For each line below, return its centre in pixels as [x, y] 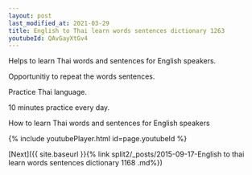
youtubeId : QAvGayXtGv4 [48, 38]
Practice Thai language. [48, 92]
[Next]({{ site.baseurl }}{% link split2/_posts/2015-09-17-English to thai [126, 154]
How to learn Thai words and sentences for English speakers [109, 123]
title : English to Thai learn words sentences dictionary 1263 [117, 31]
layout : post [30, 16]
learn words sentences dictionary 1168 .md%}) [86, 163]
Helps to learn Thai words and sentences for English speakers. [112, 61]
